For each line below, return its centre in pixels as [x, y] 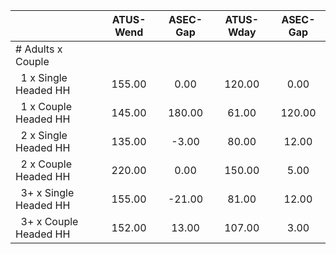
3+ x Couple [49, 221]
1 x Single [44, 77]
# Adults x [39, 49]
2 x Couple [46, 164]
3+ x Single [47, 192]
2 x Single [44, 135]
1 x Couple [46, 106]
